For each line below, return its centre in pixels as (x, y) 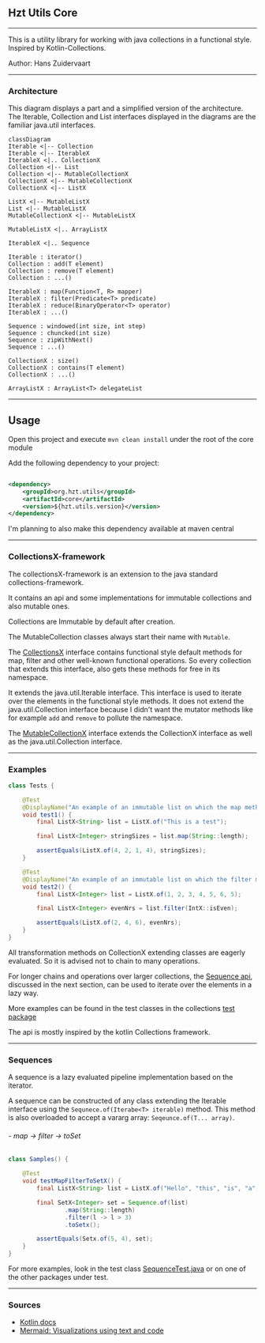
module (21, 447)
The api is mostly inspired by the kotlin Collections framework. (109, 1032)
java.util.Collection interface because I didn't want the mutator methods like (131, 709)
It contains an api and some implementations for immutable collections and (130, 598)
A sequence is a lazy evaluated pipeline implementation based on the (121, 1077)
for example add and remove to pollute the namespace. (96, 718)
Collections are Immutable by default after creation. (91, 621)
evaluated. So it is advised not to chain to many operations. (104, 960)
